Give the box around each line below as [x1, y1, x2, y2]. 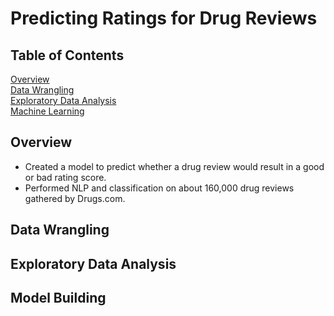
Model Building [10, 289, 107, 306]
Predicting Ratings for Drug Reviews [10, 7, 318, 30]
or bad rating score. [24, 171, 107, 183]
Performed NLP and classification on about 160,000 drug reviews [24, 182, 295, 194]
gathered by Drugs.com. [24, 192, 126, 204]
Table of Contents [10, 47, 125, 64]
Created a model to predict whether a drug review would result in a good [24, 160, 325, 172]
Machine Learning [10, 105, 85, 117]
